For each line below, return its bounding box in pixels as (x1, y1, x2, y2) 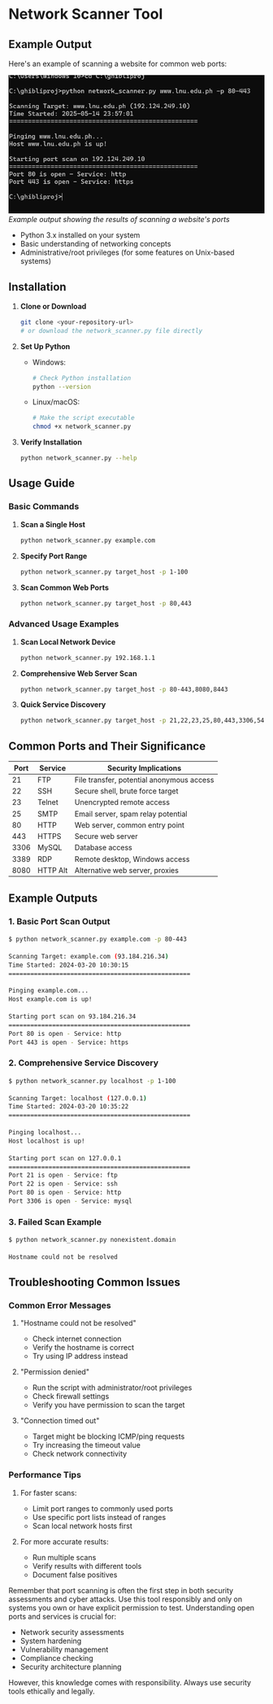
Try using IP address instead (32, 1352, 128, 1361)
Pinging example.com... (8, 986, 89, 995)
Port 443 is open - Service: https (8, 1038, 129, 1046)
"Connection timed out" (19, 1416, 100, 1426)
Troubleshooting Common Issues (8, 1275, 180, 1290)
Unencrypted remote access (74, 797, 171, 807)
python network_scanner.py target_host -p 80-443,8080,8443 (19, 685, 228, 693)
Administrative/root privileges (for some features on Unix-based (19, 247, 235, 257)
